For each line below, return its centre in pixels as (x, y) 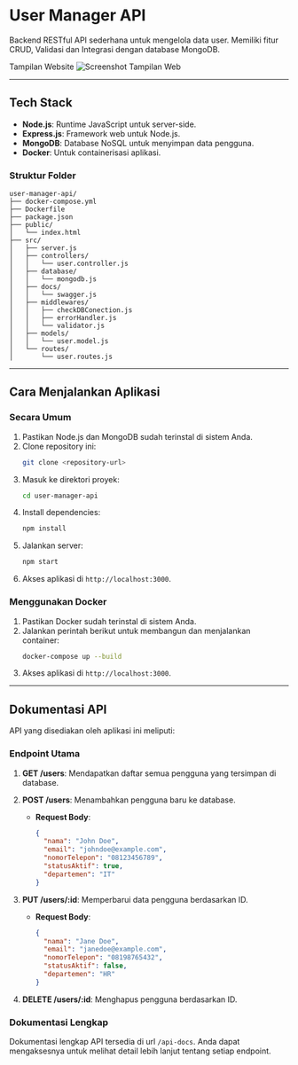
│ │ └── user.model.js (59, 341)
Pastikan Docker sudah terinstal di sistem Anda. (109, 621)
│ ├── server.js (43, 248)
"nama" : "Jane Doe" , (81, 941)
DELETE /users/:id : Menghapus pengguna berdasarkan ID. (129, 999)
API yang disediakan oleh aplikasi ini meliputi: (92, 731)
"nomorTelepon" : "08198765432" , (103, 958)
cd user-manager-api (60, 496)
